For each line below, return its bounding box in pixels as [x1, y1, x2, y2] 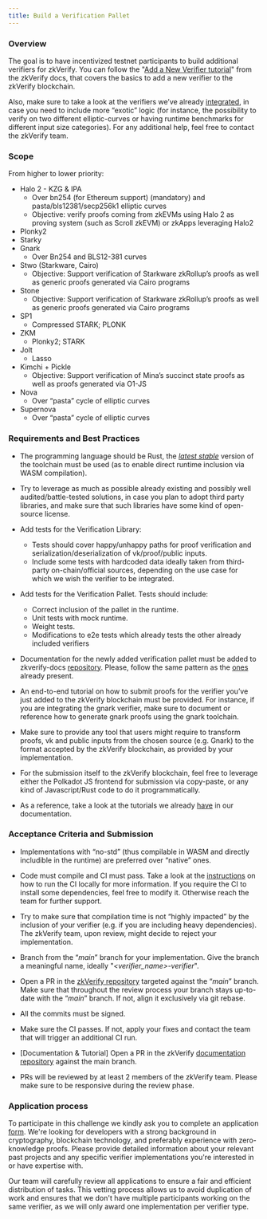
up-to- [234, 985, 257, 994]
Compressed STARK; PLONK [31, 320, 126, 329]
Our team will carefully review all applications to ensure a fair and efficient [8, 1177, 252, 1186]
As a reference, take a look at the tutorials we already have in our [19, 800, 234, 810]
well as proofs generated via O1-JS [31, 379, 147, 389]
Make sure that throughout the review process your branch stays [19, 985, 234, 994]
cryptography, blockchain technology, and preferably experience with [8, 1135, 238, 1145]
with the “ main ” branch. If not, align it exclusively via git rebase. [36, 993, 245, 1003]
